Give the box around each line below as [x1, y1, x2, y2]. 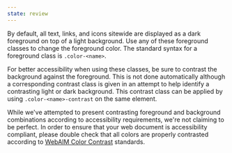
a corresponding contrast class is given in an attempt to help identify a [7, 79, 210, 88]
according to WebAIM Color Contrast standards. [7, 137, 145, 146]
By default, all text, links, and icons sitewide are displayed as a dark [7, 29, 201, 38]
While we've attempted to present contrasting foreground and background [7, 108, 221, 116]
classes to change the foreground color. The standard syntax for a [7, 44, 197, 52]
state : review [7, 10, 49, 17]
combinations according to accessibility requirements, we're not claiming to [7, 115, 224, 124]
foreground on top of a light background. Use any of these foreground [7, 36, 209, 45]
